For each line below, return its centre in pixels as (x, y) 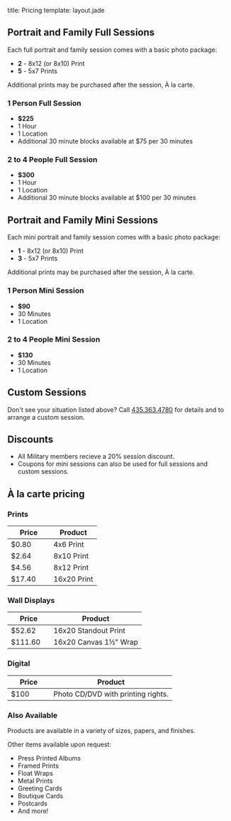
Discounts (30, 440)
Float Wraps (35, 773)
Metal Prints (35, 781)
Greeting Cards (40, 788)
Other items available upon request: (60, 744)
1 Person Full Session (44, 103)
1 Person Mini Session (46, 290)
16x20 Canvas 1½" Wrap (96, 642)
